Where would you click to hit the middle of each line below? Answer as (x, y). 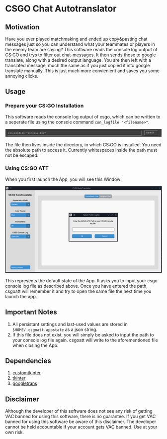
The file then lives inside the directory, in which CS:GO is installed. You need (83, 145)
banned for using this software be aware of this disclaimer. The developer (81, 422)
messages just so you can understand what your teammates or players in (80, 44)
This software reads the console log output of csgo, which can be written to (83, 116)
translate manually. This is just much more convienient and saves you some (83, 71)
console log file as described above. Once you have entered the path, (77, 286)
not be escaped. (22, 155)
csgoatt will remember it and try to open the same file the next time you (78, 291)
